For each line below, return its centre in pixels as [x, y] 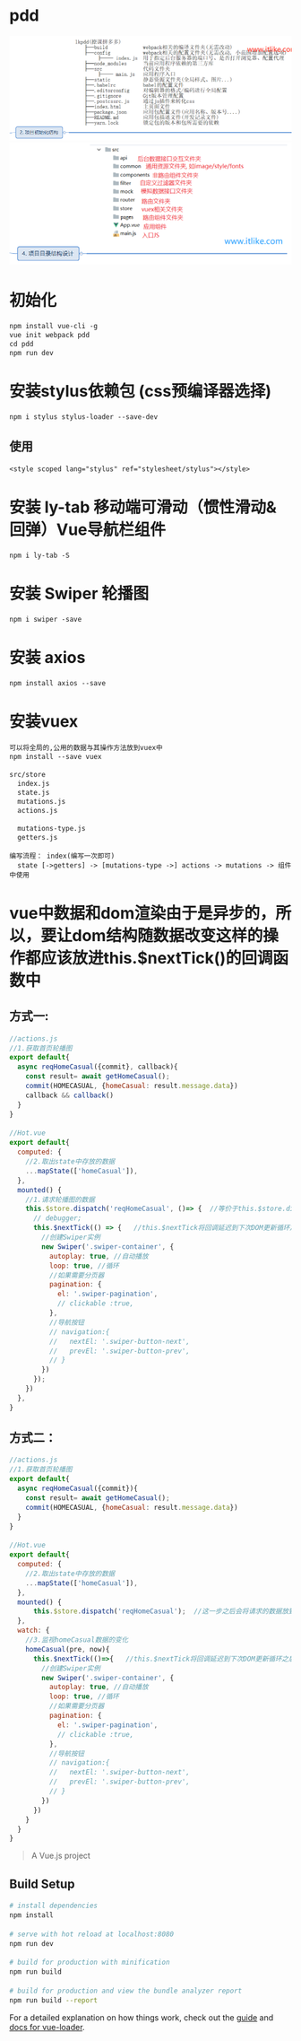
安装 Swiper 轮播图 [79, 594]
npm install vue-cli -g [54, 327]
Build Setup [42, 1884]
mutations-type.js [52, 828]
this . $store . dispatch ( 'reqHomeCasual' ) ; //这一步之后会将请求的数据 [157, 1611]
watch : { [34, 1631]
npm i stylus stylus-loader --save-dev [84, 417]
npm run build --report [54, 2000]
